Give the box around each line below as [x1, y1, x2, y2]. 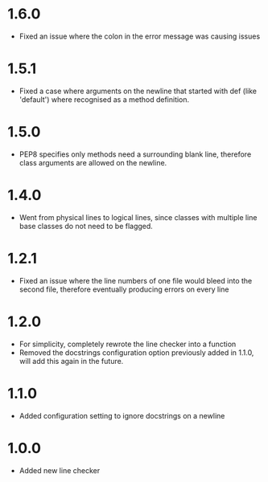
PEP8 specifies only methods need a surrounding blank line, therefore [19, 149, 252, 159]
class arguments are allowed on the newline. [19, 157, 167, 167]
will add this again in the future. [19, 356, 124, 366]
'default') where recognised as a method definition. [19, 94, 190, 104]
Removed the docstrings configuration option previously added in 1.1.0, [19, 347, 254, 357]
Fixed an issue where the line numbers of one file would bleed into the [19, 276, 253, 285]
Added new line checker [19, 465, 101, 475]
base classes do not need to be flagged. [19, 221, 154, 231]
